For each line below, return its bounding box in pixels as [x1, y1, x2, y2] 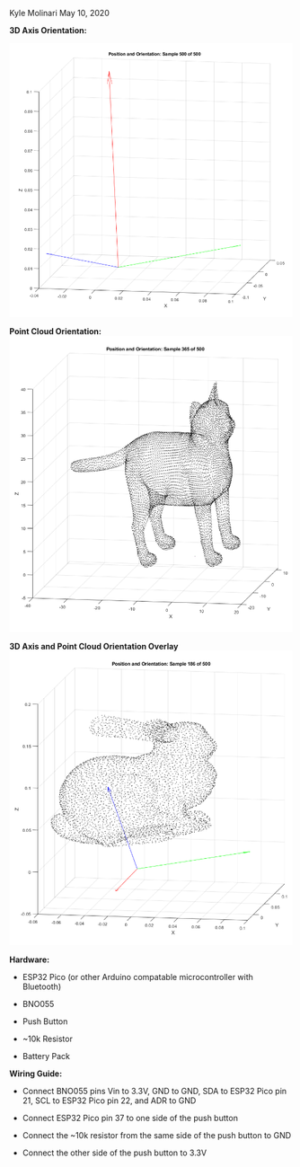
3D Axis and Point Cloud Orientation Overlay [9, 641, 179, 652]
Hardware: [9, 954, 50, 965]
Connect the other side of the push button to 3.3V [22, 1147, 207, 1158]
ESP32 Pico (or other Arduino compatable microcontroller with [22, 971, 254, 982]
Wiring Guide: [9, 1068, 63, 1079]
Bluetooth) [22, 981, 61, 992]
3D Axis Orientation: [9, 25, 87, 35]
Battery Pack [22, 1050, 70, 1061]
